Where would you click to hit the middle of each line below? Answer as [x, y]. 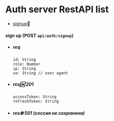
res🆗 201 [23, 84]
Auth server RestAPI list [57, 9]
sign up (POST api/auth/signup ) [39, 35]
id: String [24, 59]
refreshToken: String [36, 102]
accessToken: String [35, 97]
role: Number [27, 64]
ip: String [24, 68]
